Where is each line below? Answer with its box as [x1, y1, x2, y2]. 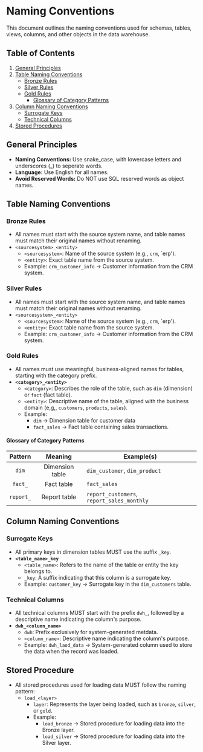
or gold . [33, 707, 53, 714]
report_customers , [86, 490, 138, 498]
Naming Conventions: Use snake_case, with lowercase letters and [14, 155, 182, 163]
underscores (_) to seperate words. [14, 162, 103, 169]
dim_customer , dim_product [86, 467, 161, 475]
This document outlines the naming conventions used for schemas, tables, [6, 24, 192, 31]
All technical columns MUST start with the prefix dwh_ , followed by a [14, 609, 184, 617]
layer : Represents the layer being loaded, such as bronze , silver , [33, 700, 196, 708]
